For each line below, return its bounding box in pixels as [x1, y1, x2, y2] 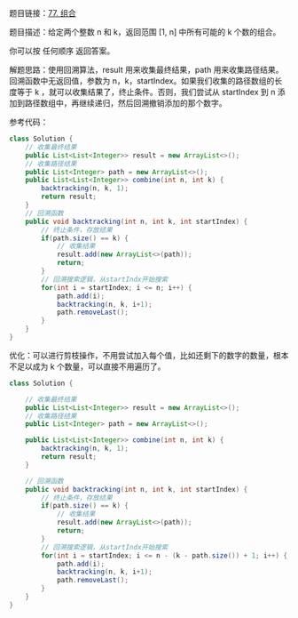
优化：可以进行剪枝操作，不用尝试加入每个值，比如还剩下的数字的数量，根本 [9, 349, 289, 360]
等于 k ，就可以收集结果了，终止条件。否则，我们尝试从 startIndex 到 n [16, 87, 276, 97]
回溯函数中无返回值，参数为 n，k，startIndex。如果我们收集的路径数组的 [9, 76, 275, 86]
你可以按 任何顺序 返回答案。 [9, 45, 115, 56]
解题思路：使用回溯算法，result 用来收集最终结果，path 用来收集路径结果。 [9, 65, 284, 75]
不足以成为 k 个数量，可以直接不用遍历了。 [9, 361, 166, 372]
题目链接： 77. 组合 [9, 8, 77, 18]
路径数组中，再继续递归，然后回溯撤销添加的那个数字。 [24, 98, 227, 108]
